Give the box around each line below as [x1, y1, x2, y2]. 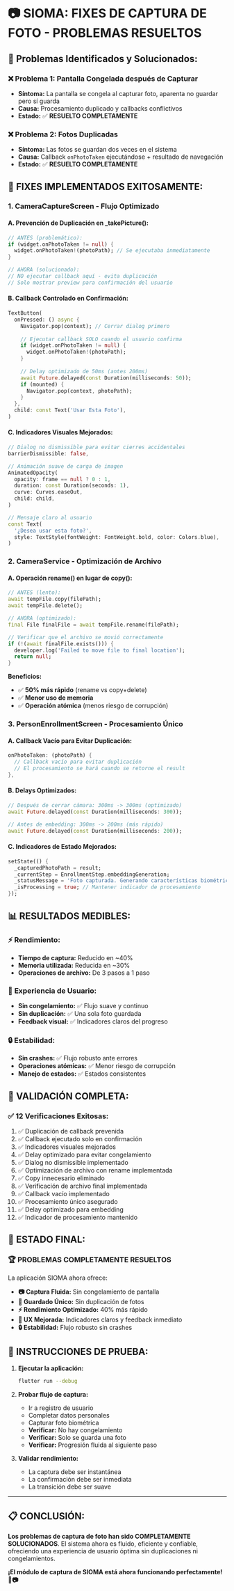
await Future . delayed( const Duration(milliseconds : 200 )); [8, 827, 183, 834]
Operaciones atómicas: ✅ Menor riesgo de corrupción [17, 1062, 176, 1070]
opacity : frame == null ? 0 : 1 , [14, 476, 111, 483]
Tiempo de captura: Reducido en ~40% [17, 953, 134, 962]
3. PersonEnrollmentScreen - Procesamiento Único [8, 719, 183, 729]
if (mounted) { [20, 381, 65, 388]
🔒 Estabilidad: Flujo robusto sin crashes [17, 1323, 133, 1331]
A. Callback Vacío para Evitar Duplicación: [8, 736, 133, 745]
